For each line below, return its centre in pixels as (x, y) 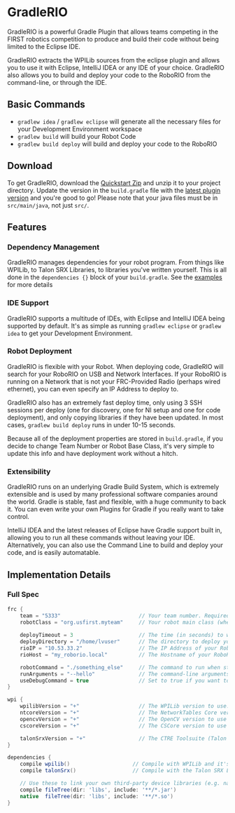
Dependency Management (54, 247)
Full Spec (23, 595)
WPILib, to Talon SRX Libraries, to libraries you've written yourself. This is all (117, 270)
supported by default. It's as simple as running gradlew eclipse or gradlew (114, 325)
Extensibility (29, 471)
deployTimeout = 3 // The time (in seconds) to (122, 636)
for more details (30, 285)
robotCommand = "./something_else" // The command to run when (120, 667)
